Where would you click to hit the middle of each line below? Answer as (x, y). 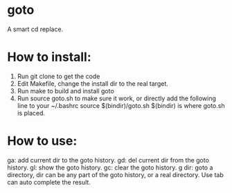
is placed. (31, 113)
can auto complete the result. (49, 182)
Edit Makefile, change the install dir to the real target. (92, 83)
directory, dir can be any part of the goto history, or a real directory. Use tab (115, 174)
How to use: (42, 141)
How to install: (49, 57)
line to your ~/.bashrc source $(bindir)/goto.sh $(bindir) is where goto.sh (121, 105)
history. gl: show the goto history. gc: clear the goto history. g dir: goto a (110, 167)
